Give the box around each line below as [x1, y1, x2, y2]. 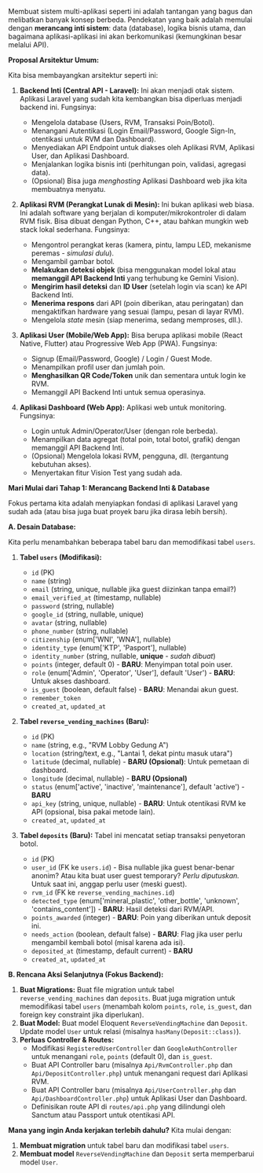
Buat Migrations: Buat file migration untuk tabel [19, 985, 174, 994]
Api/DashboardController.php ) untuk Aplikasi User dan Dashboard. [31, 1094, 247, 1103]
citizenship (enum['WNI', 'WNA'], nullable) [31, 634, 171, 644]
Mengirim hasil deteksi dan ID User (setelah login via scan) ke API [31, 282, 247, 291]
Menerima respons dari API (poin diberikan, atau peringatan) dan [31, 299, 244, 307]
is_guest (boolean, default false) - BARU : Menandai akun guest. [31, 685, 239, 694]
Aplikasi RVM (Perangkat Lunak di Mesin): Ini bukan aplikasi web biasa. [19, 200, 254, 209]
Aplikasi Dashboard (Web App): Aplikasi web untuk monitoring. [19, 403, 227, 412]
